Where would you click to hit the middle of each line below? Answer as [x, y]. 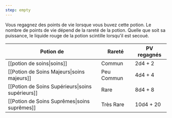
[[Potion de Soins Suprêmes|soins [49, 101]
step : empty [18, 10]
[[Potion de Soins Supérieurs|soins [50, 86]
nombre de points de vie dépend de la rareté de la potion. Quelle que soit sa [85, 30]
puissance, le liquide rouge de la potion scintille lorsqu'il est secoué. [77, 35]
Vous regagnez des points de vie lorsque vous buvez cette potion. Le [78, 25]
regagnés [149, 54]
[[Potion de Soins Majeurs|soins [46, 71]
